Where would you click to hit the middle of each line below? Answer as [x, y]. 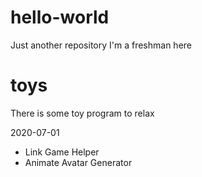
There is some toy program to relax [82, 113]
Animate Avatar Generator [78, 162]
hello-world [60, 17]
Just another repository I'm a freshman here [101, 45]
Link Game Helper [62, 152]
